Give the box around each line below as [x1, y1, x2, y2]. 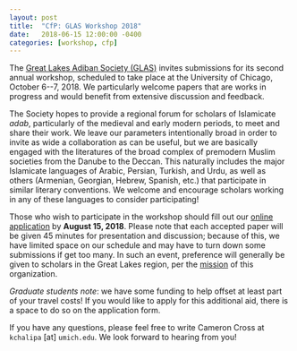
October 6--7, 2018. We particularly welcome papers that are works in [9, 81, 267, 92]
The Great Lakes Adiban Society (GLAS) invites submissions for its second [9, 63, 284, 73]
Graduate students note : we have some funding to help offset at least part [9, 286, 283, 296]
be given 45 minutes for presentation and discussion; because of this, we [9, 230, 280, 242]
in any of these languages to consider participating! [9, 194, 199, 205]
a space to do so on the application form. [9, 305, 161, 316]
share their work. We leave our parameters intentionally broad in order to [9, 127, 277, 139]
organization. [9, 269, 58, 279]
